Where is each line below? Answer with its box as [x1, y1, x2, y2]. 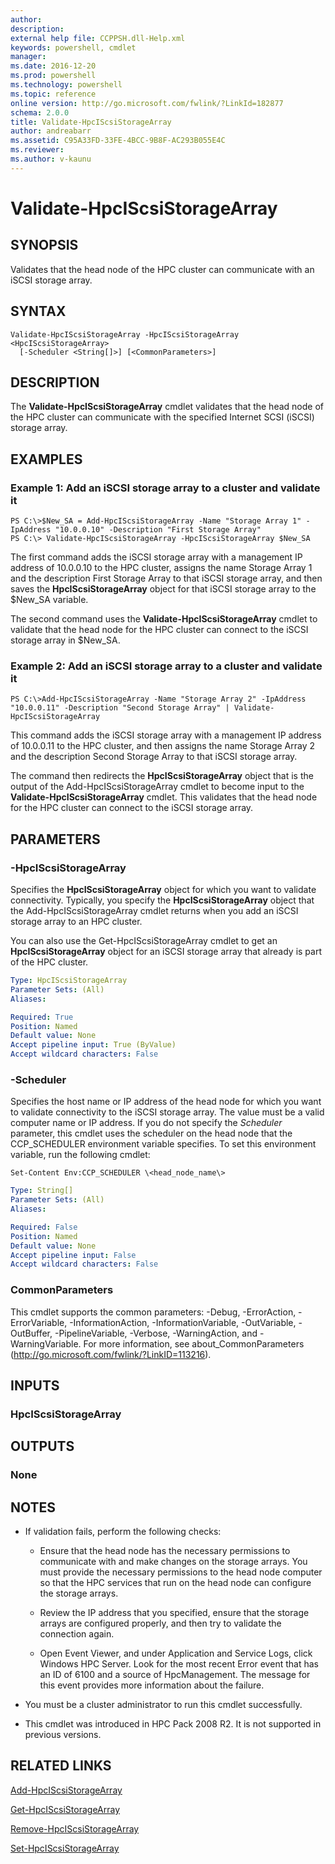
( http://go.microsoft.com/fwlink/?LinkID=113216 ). [10, 1348, 212, 1360]
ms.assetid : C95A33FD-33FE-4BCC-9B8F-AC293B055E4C [10, 136, 226, 146]
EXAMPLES [10, 451, 83, 468]
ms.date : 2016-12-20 [10, 61, 97, 71]
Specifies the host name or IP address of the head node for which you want [10, 1096, 322, 1108]
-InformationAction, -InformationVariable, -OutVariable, [69, 1316, 297, 1328]
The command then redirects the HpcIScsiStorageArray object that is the [10, 770, 314, 782]
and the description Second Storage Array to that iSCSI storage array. [10, 751, 298, 763]
